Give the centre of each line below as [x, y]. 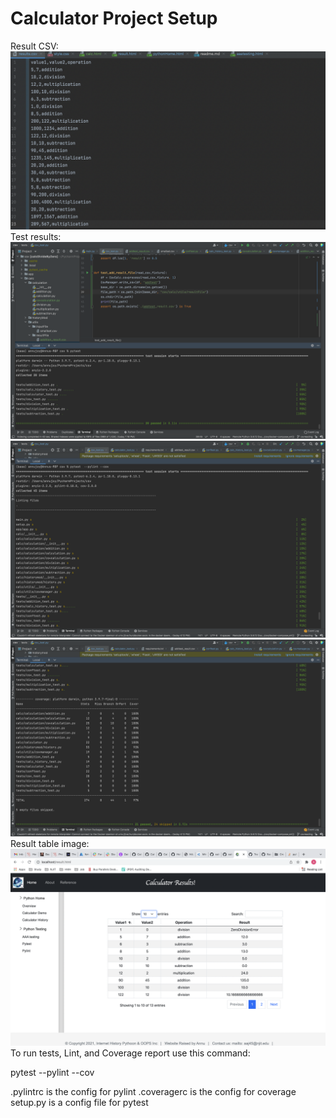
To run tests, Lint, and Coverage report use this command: [130, 1053]
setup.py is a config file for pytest [79, 1103]
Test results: [36, 237]
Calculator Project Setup [114, 18]
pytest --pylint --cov [52, 1073]
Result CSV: [34, 46]
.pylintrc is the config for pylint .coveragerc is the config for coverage [153, 1092]
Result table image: [50, 844]
